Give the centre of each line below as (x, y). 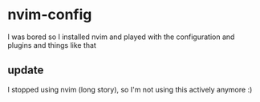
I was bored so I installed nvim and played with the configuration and (121, 37)
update (26, 71)
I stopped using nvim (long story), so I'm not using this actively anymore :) (130, 89)
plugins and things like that (52, 45)
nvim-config (50, 15)
